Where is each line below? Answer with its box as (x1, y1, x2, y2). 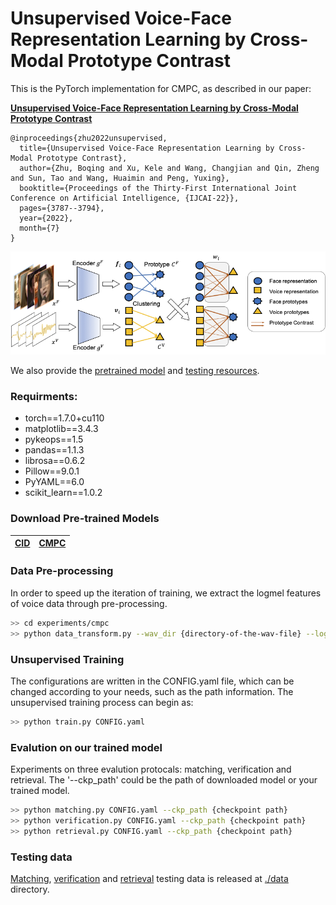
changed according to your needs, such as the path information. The (10, 685, 294, 697)
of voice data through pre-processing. (10, 597, 168, 609)
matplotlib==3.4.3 (24, 423, 99, 435)
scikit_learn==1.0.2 (24, 487, 103, 499)
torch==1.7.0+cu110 (24, 412, 105, 424)
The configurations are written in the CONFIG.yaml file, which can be (10, 675, 295, 687)
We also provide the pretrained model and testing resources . (10, 364, 260, 376)
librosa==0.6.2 (24, 455, 86, 467)
